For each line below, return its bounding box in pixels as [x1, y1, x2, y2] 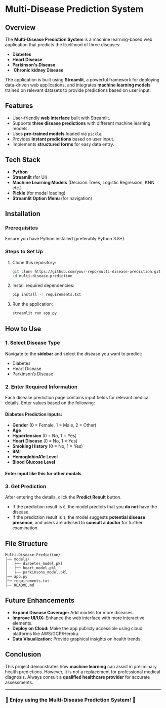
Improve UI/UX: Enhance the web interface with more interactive [12, 615, 145, 621]
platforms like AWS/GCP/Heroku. [12, 631, 80, 637]
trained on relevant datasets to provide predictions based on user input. [5, 87, 151, 93]
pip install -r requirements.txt [12, 292, 82, 297]
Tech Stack [5, 155, 41, 164]
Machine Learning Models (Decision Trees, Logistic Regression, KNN [12, 179, 155, 185]
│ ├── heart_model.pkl [5, 566, 56, 570]
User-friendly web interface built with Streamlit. [12, 115, 110, 121]
